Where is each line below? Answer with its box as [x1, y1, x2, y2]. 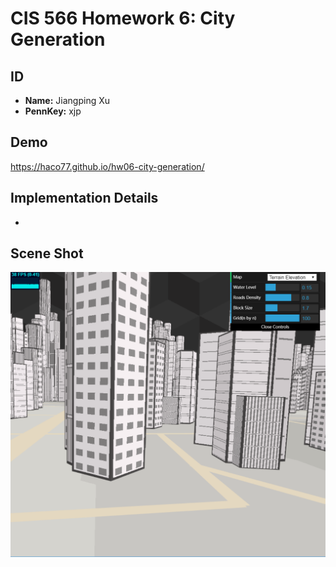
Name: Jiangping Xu [24, 95, 111, 106]
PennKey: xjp [24, 105, 82, 117]
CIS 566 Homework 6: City [10, 7, 236, 30]
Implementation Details [10, 190, 159, 207]
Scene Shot [10, 245, 84, 262]
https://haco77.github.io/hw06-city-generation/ [10, 160, 205, 172]
